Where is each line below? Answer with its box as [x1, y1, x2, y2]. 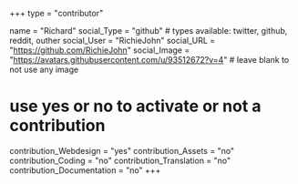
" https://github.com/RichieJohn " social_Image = [9, 45, 190, 56]
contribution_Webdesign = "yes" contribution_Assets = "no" [9, 145, 235, 156]
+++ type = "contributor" [9, 8, 104, 18]
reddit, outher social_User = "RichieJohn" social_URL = [9, 36, 216, 46]
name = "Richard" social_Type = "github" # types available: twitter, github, [9, 26, 288, 36]
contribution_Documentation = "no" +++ [9, 164, 161, 176]
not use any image [9, 64, 79, 75]
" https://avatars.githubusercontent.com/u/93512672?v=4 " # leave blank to [9, 55, 290, 65]
